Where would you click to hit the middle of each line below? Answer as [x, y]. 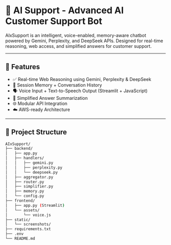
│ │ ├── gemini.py [29, 163]
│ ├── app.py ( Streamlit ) [35, 205]
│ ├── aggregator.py [29, 177]
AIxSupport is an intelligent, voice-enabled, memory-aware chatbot [76, 35]
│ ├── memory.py [25, 191]
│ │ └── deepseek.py [32, 172]
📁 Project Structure [36, 132]
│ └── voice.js [28, 215]
